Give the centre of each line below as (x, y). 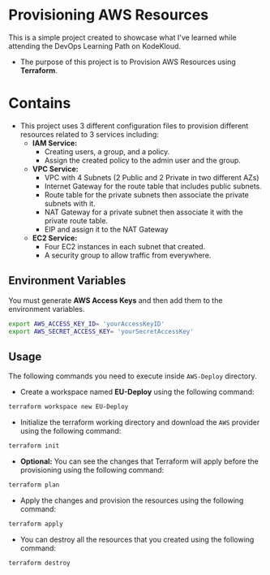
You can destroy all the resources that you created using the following (137, 539)
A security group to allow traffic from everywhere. (128, 255)
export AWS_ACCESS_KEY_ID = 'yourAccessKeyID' (86, 324)
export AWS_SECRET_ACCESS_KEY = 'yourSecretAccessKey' (101, 331)
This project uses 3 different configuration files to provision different (134, 125)
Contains (40, 104)
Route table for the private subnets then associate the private (146, 195)
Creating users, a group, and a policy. (107, 151)
